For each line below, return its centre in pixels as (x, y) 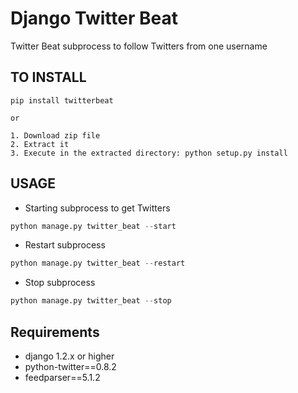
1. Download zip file (55, 135)
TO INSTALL (48, 77)
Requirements (55, 332)
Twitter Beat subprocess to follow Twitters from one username (139, 46)
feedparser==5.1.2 (62, 377)
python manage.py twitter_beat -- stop (91, 301)
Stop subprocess (60, 283)
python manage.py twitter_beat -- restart (98, 263)
